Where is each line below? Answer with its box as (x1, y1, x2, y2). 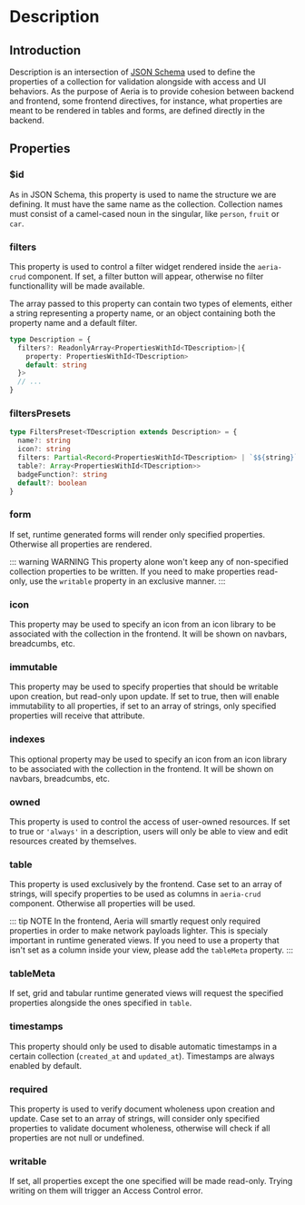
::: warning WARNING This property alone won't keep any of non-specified (9, 556, 289, 567)
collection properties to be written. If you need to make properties (9, 566, 256, 577)
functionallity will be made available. (9, 280, 145, 291)
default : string (25, 361, 88, 370)
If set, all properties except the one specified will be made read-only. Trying (9, 1176, 293, 1187)
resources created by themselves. (9, 835, 137, 846)
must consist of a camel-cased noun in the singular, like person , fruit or (9, 208, 280, 219)
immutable (9, 660, 58, 673)
